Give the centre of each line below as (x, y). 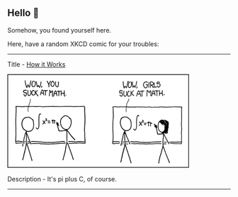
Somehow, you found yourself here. (59, 30)
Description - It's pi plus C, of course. (62, 179)
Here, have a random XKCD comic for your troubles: (83, 44)
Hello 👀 (23, 13)
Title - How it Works (36, 64)
